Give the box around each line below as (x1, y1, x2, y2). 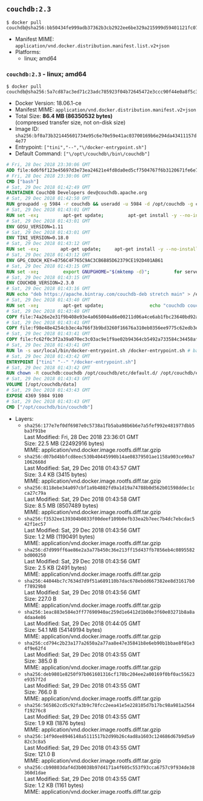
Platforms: (14, 48, 41, 55)
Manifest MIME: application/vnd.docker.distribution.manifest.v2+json (14, 106, 196, 113)
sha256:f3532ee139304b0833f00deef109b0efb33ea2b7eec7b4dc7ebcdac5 (24, 515, 195, 522)
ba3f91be (24, 427, 47, 434)
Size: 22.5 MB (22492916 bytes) (24, 440, 105, 447)
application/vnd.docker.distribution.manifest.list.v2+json (14, 42, 170, 49)
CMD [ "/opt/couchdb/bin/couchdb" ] (6, 404, 94, 410)
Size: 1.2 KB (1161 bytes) (24, 782, 84, 789)
